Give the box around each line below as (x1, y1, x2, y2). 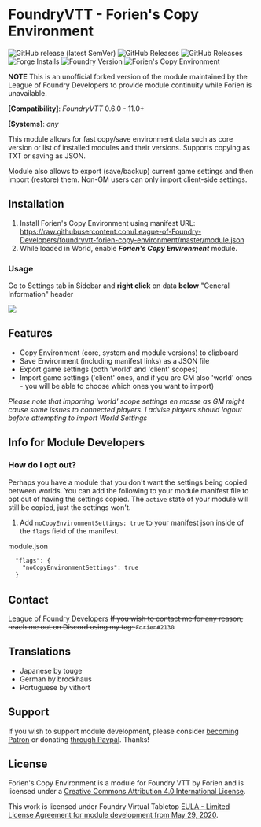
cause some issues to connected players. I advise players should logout (8, 404, 242, 414)
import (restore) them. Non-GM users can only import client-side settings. (8, 175, 248, 184)
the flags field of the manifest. (19, 526, 119, 536)
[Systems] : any (8, 119, 59, 128)
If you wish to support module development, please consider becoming (8, 726, 239, 736)
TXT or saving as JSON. (8, 151, 86, 161)
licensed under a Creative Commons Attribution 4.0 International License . (8, 787, 246, 796)
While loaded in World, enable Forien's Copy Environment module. (19, 243, 238, 253)
